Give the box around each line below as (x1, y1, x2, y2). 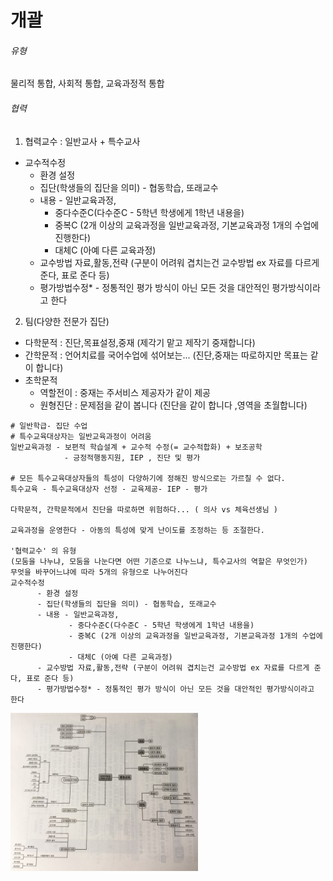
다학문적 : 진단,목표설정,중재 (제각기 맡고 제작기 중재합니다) (24, 336, 256, 348)
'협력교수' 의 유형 (10, 546, 77, 556)
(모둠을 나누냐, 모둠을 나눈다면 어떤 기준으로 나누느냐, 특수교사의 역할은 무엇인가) (10, 556, 308, 566)
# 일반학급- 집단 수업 (10, 421, 88, 431)
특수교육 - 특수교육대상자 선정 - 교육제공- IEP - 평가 (10, 484, 208, 494)
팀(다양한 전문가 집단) (24, 315, 110, 327)
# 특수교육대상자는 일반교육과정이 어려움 (10, 431, 152, 441)
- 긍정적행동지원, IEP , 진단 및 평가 (63, 452, 201, 463)
